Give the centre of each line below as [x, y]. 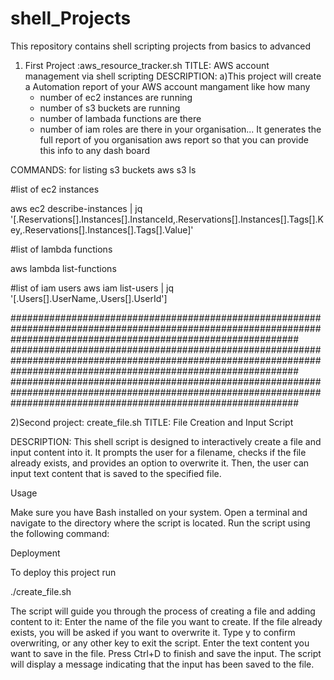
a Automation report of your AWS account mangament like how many [167, 86]
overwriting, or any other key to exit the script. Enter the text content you [160, 643]
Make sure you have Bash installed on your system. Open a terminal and [159, 512]
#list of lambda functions [61, 249]
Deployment [35, 553]
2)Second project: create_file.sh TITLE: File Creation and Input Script [152, 422]
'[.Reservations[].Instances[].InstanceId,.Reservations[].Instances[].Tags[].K [167, 219]
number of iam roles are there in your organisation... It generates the [180, 129]
